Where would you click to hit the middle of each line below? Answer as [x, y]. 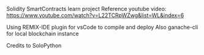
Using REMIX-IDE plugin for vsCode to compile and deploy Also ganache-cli [102, 27]
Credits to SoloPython [34, 46]
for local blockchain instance [43, 34]
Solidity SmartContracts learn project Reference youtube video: [86, 9]
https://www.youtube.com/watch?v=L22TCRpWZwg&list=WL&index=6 [95, 15]
